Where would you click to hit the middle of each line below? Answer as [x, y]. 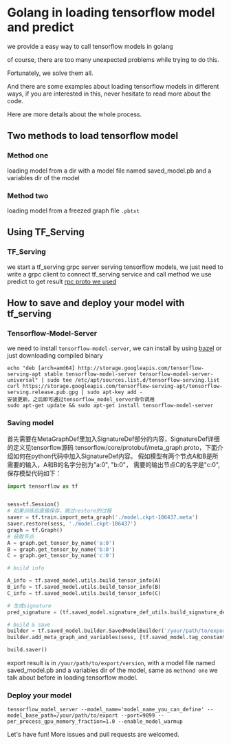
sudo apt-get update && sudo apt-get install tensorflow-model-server [110, 406]
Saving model [31, 423]
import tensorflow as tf [43, 486]
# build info [26, 568]
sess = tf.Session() [33, 505]
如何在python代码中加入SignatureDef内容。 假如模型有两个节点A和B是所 [115, 456]
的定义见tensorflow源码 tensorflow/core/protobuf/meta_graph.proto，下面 [112, 447]
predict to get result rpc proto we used [62, 281]
